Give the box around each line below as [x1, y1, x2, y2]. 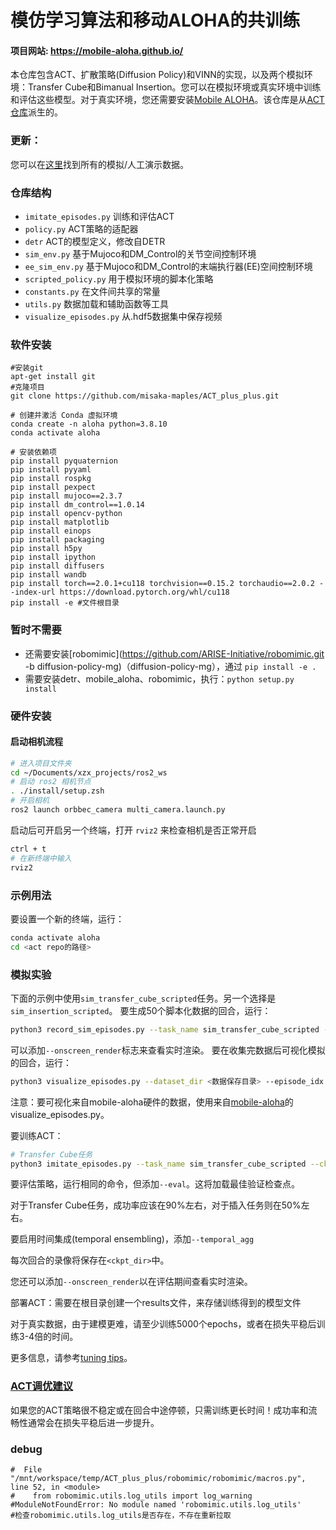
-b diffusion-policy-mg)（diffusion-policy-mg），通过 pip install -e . [24, 660, 317, 672]
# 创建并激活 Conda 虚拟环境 [10, 411, 118, 421]
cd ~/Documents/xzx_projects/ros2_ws [10, 767, 168, 778]
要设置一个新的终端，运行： [10, 912, 125, 925]
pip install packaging [10, 535, 105, 545]
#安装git [10, 363, 44, 373]
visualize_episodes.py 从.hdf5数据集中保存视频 [24, 310, 223, 322]
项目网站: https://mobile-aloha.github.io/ [10, 44, 184, 56]
